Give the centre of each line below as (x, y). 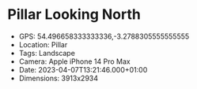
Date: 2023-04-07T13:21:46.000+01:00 (83, 69)
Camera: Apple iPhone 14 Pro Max (75, 61)
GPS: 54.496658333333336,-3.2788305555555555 (104, 36)
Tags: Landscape (47, 53)
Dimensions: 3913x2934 (59, 78)
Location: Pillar (43, 44)
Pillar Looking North (74, 15)
